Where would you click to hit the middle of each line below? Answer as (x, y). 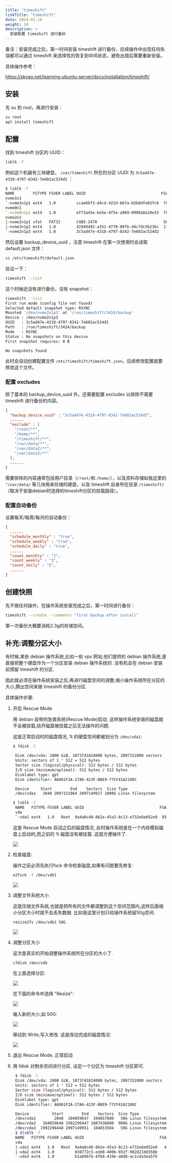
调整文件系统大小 (31, 895)
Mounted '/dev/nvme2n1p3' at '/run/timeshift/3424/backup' (70, 313)
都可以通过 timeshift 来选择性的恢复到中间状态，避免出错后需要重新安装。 (87, 55)
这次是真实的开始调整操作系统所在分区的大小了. (63, 953)
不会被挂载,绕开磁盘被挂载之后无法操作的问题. (61, 726)
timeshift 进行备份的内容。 (33, 400)
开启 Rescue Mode (33, 709)
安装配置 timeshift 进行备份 (38, 34)
